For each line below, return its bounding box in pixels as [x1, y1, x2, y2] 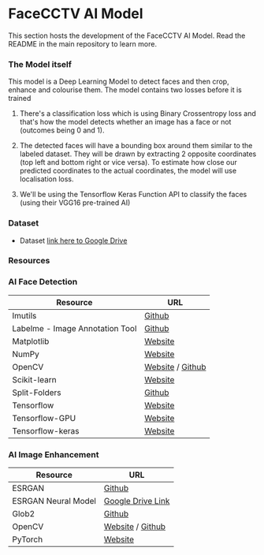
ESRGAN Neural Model [12, 496, 97, 507]
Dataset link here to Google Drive [19, 236, 128, 245]
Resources [8, 255, 50, 266]
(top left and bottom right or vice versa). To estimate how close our [19, 158, 238, 167]
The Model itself [8, 58, 73, 69]
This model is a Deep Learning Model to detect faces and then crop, [8, 76, 230, 87]
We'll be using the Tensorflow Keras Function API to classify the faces [19, 190, 247, 199]
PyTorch [12, 534, 43, 545]
